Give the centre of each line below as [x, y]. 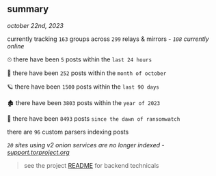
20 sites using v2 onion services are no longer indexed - [86, 145]
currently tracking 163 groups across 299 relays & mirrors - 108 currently [108, 39]
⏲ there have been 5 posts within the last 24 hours [80, 59]
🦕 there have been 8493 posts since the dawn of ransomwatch [94, 118]
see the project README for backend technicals [91, 165]
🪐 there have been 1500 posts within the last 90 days [83, 87]
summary [28, 9]
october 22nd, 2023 [35, 25]
